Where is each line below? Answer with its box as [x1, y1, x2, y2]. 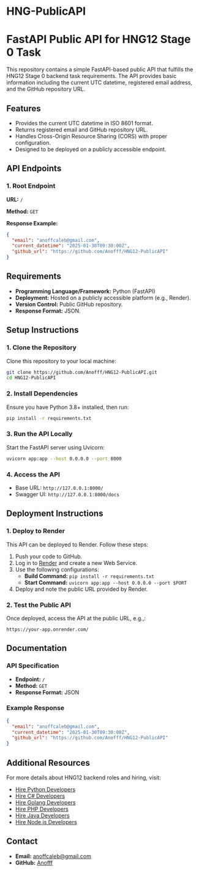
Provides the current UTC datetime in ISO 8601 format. [15, 119, 153, 127]
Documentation [6, 643, 67, 653]
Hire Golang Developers [15, 799, 76, 806]
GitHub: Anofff [15, 858, 53, 866]
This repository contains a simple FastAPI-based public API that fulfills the [6, 66, 193, 73]
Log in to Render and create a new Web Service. [15, 559, 138, 566]
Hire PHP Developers [15, 806, 69, 813]
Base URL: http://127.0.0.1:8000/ [15, 484, 104, 491]
